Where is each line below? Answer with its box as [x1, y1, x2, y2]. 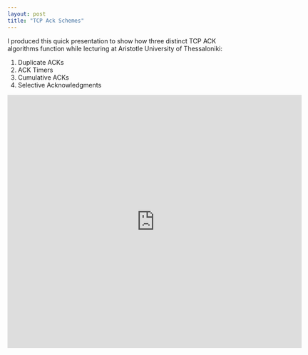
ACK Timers [17, 65, 53, 74]
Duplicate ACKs [17, 58, 64, 66]
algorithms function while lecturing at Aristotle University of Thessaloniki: [7, 44, 223, 53]
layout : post [7, 10, 46, 18]
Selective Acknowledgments [17, 80, 102, 89]
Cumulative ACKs [17, 73, 69, 82]
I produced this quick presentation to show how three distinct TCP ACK [7, 36, 216, 45]
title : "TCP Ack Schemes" [7, 17, 84, 24]
